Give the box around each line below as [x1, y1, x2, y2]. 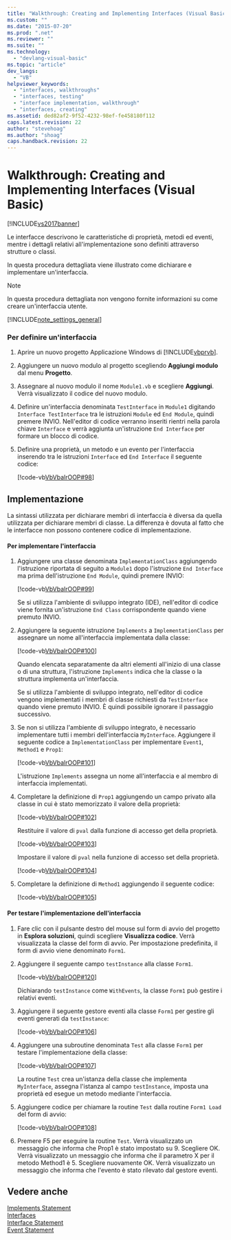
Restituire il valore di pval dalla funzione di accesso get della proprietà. [16, 827, 218, 835]
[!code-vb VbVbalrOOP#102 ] [16, 813, 98, 822]
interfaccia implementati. [16, 779, 88, 787]
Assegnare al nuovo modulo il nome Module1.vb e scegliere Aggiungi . [16, 382, 214, 391]
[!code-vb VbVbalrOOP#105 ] [16, 893, 97, 902]
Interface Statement [7, 1219, 64, 1227]
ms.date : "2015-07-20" [7, 23, 72, 30]
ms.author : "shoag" [7, 131, 63, 138]
